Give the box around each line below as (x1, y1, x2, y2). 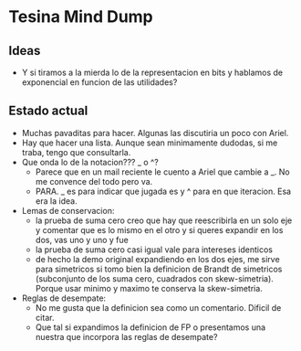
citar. (35, 312, 55, 323)
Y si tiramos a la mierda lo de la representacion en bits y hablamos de (21, 67, 284, 78)
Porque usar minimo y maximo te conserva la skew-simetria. (35, 282, 264, 293)
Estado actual (8, 103, 88, 119)
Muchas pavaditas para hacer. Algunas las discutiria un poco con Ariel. (21, 127, 289, 138)
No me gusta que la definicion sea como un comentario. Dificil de (35, 302, 282, 313)
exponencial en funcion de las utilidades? (21, 77, 178, 88)
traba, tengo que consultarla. (21, 146, 131, 157)
